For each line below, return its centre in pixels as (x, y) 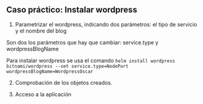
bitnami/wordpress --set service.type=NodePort (68, 66)
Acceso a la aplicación (43, 94)
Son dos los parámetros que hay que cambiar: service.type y (82, 42)
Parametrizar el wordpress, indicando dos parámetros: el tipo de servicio (106, 24)
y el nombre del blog (41, 31)
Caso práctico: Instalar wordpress (72, 10)
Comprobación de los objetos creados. (64, 82)
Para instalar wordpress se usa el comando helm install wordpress (91, 60)
